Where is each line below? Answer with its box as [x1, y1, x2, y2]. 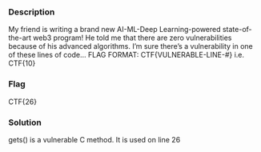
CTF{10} [8, 58, 36, 68]
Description [8, 6, 55, 18]
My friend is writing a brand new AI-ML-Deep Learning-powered [8, 25, 222, 34]
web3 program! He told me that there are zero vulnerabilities [33, 33, 232, 42]
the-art [8, 33, 32, 42]
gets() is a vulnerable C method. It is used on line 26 [8, 134, 181, 144]
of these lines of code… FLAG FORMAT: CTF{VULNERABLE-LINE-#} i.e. [8, 50, 245, 60]
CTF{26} [8, 97, 38, 106]
